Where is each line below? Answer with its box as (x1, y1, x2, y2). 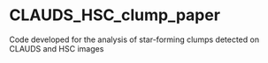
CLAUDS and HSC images (9, 43, 104, 53)
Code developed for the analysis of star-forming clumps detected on (9, 34, 259, 45)
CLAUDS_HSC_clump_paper (9, 5, 221, 25)
